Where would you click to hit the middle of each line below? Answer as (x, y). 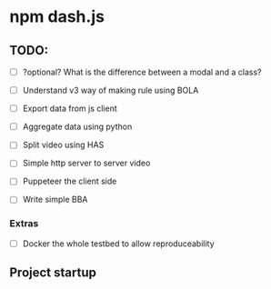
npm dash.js (57, 17)
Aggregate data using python (77, 127)
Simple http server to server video (86, 163)
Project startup (53, 273)
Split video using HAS (63, 145)
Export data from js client (70, 109)
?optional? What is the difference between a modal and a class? (142, 72)
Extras (24, 224)
